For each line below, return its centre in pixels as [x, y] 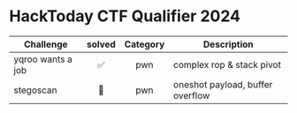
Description [228, 44]
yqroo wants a [43, 59]
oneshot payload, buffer [223, 84]
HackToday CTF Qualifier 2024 [125, 16]
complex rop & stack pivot [227, 64]
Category [145, 44]
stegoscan [35, 90]
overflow [192, 95]
